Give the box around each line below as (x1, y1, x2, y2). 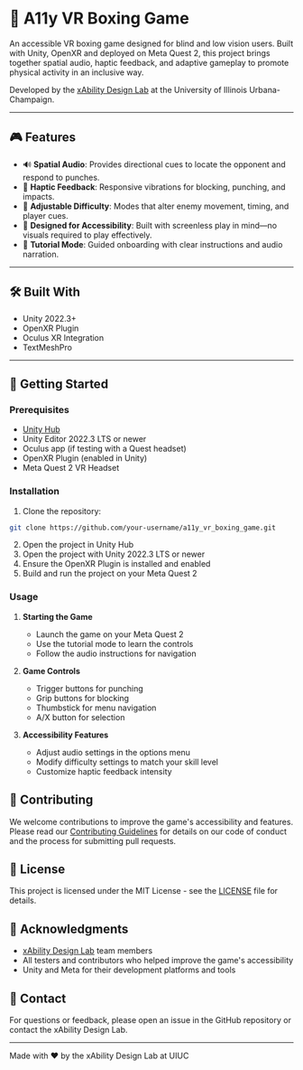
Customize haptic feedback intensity (35, 765, 173, 776)
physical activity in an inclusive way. (9, 67, 144, 78)
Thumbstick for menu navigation (35, 702, 157, 713)
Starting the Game (22, 611, 93, 622)
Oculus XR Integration (22, 332, 105, 343)
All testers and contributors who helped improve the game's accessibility (22, 955, 294, 966)
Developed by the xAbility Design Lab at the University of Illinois (9, 84, 248, 95)
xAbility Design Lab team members (22, 945, 153, 956)
